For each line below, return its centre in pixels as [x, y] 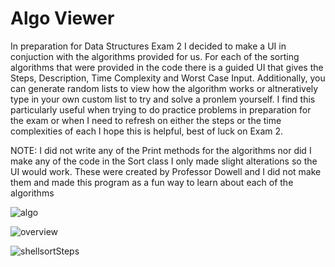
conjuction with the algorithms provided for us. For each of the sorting [155, 56]
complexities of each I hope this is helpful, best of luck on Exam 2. [147, 131]
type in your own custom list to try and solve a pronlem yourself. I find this [163, 99]
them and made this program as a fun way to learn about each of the [152, 182]
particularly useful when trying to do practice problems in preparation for [161, 109]
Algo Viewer [62, 18]
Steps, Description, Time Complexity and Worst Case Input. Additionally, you [168, 78]
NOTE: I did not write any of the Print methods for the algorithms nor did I [161, 150]
